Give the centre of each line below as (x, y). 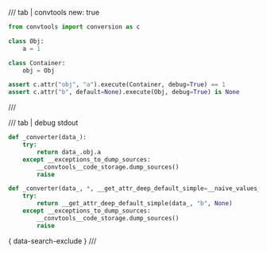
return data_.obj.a (69, 152)
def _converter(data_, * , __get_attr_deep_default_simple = (108, 189)
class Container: (37, 63)
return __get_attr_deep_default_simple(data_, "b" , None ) (135, 204)
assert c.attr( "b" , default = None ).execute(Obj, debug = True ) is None (124, 92)
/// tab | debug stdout (43, 123)
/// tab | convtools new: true (54, 12)
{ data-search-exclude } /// (52, 241)
